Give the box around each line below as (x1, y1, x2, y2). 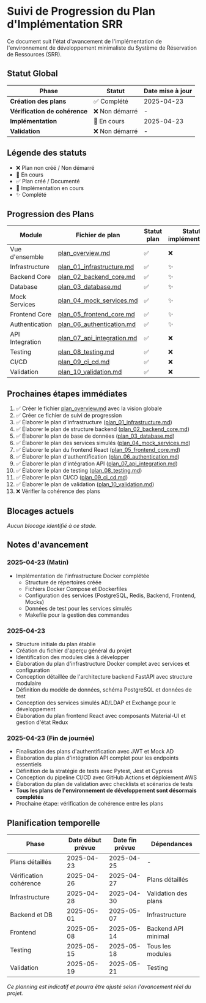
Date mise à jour (143, 86, 193, 95)
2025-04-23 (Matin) (7, 558, 69, 566)
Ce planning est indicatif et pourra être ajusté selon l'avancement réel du (7, 983, 191, 991)
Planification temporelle (7, 817, 100, 828)
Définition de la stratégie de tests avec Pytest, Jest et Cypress (15, 768, 173, 775)
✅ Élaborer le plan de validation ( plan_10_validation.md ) (15, 481, 155, 488)
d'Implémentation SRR (7, 17, 123, 31)
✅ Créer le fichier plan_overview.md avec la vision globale (15, 405, 163, 412)
